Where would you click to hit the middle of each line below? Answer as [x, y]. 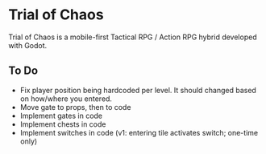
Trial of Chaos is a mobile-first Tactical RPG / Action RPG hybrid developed [133, 37]
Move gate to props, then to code [75, 107]
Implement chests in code [63, 124]
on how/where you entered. [66, 99]
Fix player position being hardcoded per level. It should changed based [138, 90]
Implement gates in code [61, 115]
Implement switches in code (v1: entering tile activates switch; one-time [139, 132]
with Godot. [28, 45]
